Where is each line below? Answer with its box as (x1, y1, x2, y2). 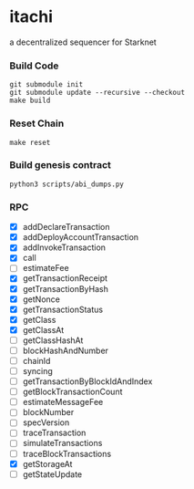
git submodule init (9, 80, 84, 89)
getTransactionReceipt (22, 273, 107, 284)
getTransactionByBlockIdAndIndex (22, 376, 153, 387)
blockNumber (22, 407, 75, 418)
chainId (22, 355, 51, 366)
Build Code (9, 59, 59, 72)
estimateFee (22, 263, 70, 274)
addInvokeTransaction (22, 242, 107, 253)
